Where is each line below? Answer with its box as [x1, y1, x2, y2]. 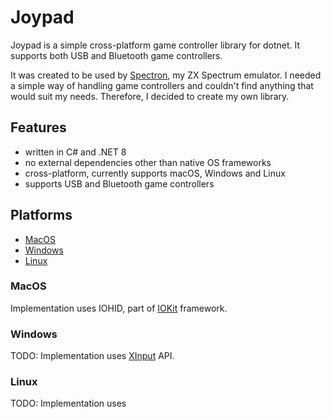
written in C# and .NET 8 [24, 146, 127, 158]
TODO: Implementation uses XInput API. [10, 350, 175, 362]
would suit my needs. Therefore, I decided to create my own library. [10, 90, 290, 102]
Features [10, 119, 67, 136]
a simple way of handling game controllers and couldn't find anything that [10, 79, 314, 91]
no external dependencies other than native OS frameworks [24, 156, 272, 168]
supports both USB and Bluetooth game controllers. [10, 49, 223, 61]
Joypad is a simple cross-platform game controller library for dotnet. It [10, 39, 301, 51]
